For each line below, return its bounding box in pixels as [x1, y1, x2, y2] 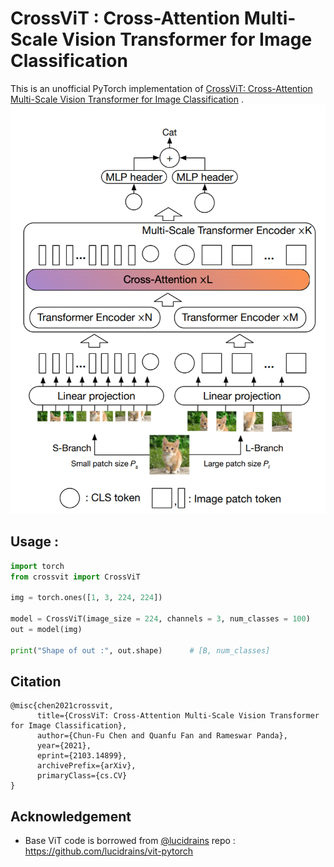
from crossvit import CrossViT [10, 572, 141, 582]
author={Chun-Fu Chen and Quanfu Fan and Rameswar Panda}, [36, 731, 288, 741]
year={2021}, [36, 741, 92, 751]
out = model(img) [10, 624, 83, 634]
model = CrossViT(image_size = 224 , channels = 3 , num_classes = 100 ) [10, 614, 311, 624]
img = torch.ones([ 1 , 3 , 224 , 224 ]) [10, 593, 163, 603]
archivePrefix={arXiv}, [36, 761, 137, 771]
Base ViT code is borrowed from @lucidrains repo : [24, 835, 236, 847]
